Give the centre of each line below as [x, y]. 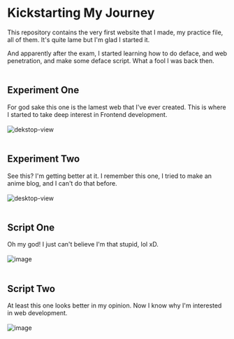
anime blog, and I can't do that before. [62, 183]
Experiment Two [44, 159]
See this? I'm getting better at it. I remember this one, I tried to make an [109, 176]
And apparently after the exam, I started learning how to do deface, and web [117, 53]
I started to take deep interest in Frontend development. [87, 114]
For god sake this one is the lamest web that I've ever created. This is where [117, 107]
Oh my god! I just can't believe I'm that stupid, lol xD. [83, 244]
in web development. [37, 313]
